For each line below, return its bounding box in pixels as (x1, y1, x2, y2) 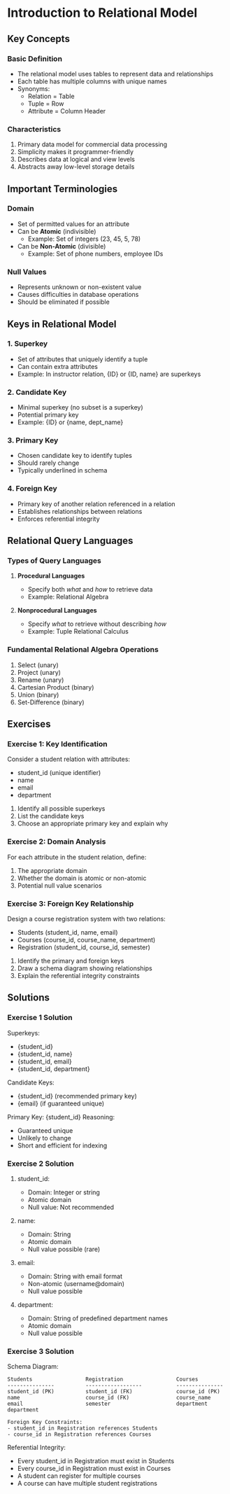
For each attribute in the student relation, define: (7, 853, 147, 861)
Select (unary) (17, 660, 59, 669)
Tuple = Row (27, 99, 64, 108)
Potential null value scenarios (17, 881, 103, 890)
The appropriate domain (17, 866, 87, 874)
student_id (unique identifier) (17, 769, 101, 777)
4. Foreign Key (7, 484, 57, 494)
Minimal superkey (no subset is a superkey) (17, 403, 143, 412)
